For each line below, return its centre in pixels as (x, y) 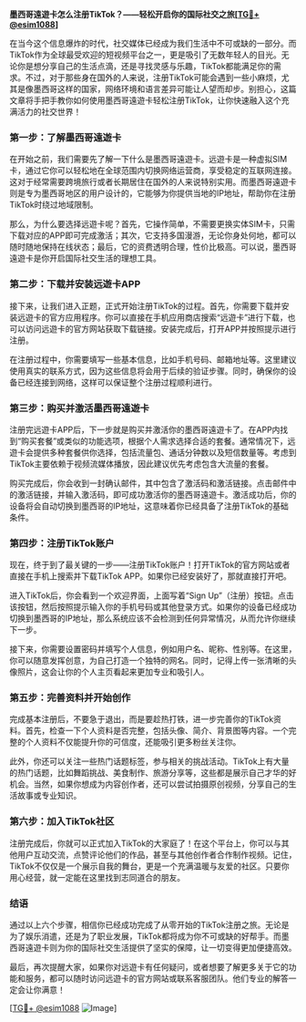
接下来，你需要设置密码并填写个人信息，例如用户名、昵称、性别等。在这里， (153, 649)
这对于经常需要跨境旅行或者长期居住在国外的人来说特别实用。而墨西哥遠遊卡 (153, 182)
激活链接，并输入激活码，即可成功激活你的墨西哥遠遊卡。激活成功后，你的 (157, 494)
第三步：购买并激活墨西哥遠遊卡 (80, 408)
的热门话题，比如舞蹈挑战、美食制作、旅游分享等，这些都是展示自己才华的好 (153, 773)
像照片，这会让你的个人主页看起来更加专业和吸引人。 (109, 672)
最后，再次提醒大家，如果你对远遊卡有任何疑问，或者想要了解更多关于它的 (149, 967)
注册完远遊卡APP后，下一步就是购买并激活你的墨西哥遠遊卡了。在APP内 (145, 429)
